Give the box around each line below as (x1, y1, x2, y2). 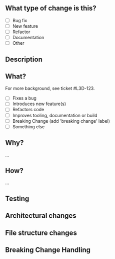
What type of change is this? (5, 4, 96, 13)
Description (5, 55, 42, 63)
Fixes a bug (12, 95, 36, 101)
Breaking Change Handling (5, 245, 91, 254)
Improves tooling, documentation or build (12, 112, 97, 118)
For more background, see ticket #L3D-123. (5, 85, 95, 92)
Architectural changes (5, 211, 76, 220)
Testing (5, 194, 29, 203)
